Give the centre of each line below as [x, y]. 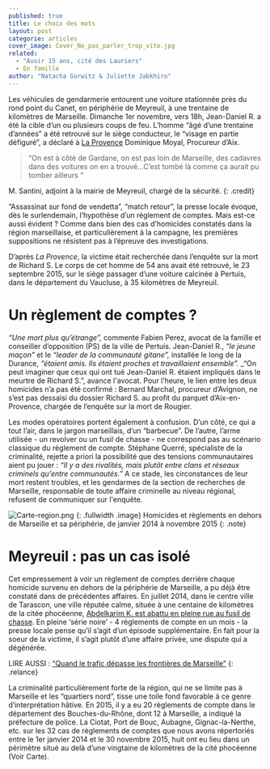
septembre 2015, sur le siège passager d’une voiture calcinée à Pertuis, [127, 274]
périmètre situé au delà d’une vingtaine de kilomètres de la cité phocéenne [133, 748]
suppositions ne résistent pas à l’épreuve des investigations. [108, 240]
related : [23, 53]
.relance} [23, 672]
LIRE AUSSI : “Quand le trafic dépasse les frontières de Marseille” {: [121, 663]
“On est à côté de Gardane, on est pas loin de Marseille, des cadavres [144, 158]
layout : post [30, 31]
